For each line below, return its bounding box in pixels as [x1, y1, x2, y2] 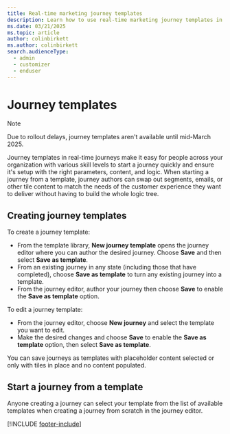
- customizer [13, 61, 51, 68]
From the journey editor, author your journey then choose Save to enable [16, 285, 224, 293]
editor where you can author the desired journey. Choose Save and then [16, 248, 222, 257]
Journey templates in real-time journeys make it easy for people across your [7, 154, 223, 162]
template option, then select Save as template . [16, 341, 151, 349]
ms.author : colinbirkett [7, 42, 78, 49]
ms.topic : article [7, 29, 60, 36]
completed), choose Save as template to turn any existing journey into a [16, 270, 222, 278]
